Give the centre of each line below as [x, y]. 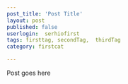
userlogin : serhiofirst [43, 34]
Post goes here [29, 73]
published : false [32, 27]
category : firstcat [35, 47]
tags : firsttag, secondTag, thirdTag [64, 40]
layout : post [26, 20]
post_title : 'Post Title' [45, 14]
